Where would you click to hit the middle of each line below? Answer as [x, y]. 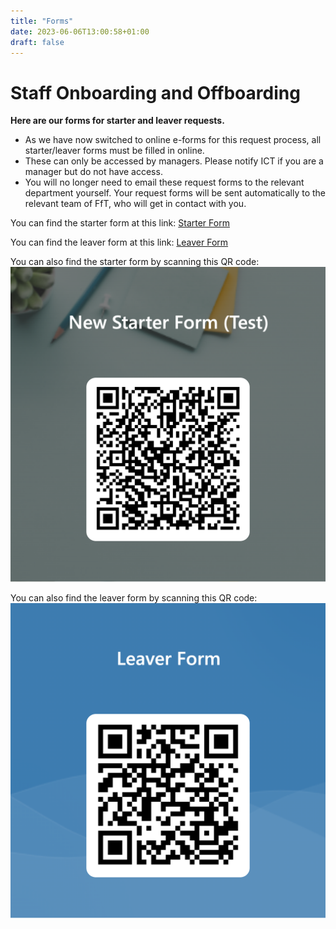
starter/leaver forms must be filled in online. [114, 151]
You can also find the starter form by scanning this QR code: [135, 262]
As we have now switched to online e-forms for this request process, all [173, 140]
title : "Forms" [42, 21]
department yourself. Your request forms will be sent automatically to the [175, 193]
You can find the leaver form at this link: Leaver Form [119, 242]
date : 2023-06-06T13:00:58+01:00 [80, 31]
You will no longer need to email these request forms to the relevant [164, 182]
